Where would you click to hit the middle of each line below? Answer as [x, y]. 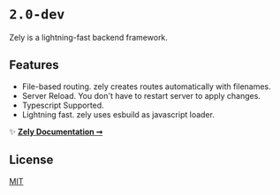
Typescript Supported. [63, 105]
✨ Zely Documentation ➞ [56, 131]
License [31, 160]
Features [34, 65]
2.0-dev [37, 15]
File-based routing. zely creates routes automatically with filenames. [146, 86]
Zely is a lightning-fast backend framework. [88, 37]
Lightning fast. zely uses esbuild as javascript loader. [118, 114]
